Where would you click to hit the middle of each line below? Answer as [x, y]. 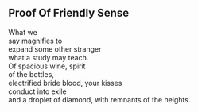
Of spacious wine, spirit [47, 66]
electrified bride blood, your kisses [65, 83]
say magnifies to [35, 41]
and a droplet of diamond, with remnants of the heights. [99, 99]
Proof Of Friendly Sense [69, 13]
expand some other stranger [55, 49]
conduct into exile [37, 91]
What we [23, 32]
